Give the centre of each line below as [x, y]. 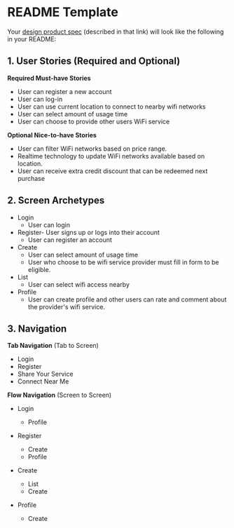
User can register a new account [64, 91]
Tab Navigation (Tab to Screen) [53, 346]
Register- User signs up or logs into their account [88, 232]
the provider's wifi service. [66, 306]
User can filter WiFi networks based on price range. [92, 149]
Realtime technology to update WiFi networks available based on [111, 156]
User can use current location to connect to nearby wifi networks [111, 107]
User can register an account [70, 240]
